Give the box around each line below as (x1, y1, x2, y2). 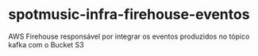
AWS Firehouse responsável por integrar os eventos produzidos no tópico (8, 32, 250, 41)
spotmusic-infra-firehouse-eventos (8, 6, 250, 24)
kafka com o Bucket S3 (8, 39, 85, 49)
